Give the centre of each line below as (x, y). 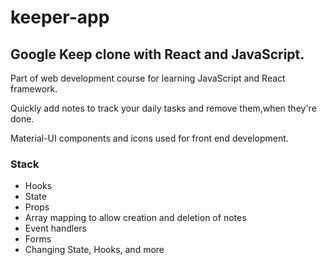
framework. (34, 89)
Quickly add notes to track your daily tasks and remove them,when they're (163, 108)
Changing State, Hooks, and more (94, 250)
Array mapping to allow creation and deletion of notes (135, 218)
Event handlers (55, 228)
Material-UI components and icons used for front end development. (149, 138)
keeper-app (60, 17)
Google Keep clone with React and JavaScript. (157, 54)
